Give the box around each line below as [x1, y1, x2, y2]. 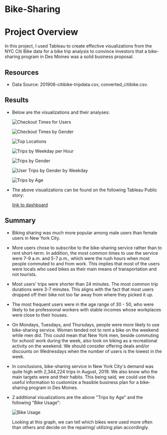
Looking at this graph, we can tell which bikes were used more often [11, 419, 153, 425]
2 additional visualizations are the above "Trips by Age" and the [11, 394, 143, 400]
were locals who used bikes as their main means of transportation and [11, 266, 157, 272]
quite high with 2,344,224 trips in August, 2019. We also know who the [11, 368, 158, 374]
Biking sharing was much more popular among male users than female [11, 229, 157, 236]
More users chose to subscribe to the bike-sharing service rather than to [11, 244, 162, 251]
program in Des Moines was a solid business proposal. [21, 54, 134, 60]
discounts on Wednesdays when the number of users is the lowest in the [11, 348, 162, 354]
